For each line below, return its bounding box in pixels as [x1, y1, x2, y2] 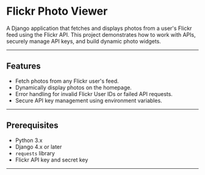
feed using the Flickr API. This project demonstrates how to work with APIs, [6, 31, 196, 38]
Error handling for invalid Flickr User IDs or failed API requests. [15, 90, 173, 97]
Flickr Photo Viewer [6, 4, 108, 18]
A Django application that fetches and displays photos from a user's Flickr [6, 24, 192, 32]
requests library [15, 149, 55, 157]
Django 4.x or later [15, 143, 62, 151]
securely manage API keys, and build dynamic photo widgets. [6, 37, 162, 45]
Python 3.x [15, 136, 43, 144]
